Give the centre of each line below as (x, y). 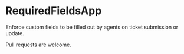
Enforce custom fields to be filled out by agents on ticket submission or (92, 27)
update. (15, 33)
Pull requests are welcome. (38, 45)
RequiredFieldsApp (54, 11)
